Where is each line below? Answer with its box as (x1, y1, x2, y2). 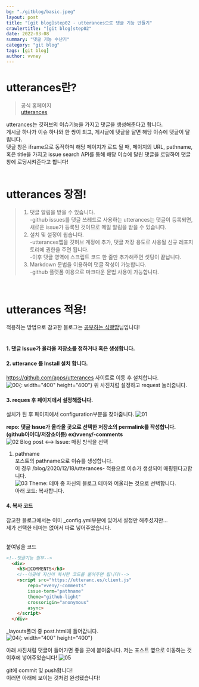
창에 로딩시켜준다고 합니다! (6, 158, 69, 165)
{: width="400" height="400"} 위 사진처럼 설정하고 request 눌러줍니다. (18, 382, 188, 389)
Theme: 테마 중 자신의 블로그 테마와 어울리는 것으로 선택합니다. (29, 480, 176, 487)
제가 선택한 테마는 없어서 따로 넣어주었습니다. (6, 524, 111, 531)
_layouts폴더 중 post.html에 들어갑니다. (6, 628, 99, 635)
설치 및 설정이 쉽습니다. (29, 231, 85, 238)
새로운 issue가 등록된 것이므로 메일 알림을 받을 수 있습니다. (29, 223, 167, 231)
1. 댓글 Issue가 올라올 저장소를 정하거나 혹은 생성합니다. (6, 345, 135, 352)
